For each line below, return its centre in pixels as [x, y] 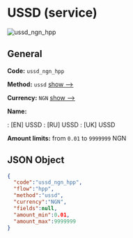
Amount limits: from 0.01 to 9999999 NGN [67, 138]
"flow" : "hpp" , [34, 189]
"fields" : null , [36, 208]
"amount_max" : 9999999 [45, 221]
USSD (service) [52, 13]
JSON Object [36, 160]
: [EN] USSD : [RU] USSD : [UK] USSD [61, 125]
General [25, 54]
